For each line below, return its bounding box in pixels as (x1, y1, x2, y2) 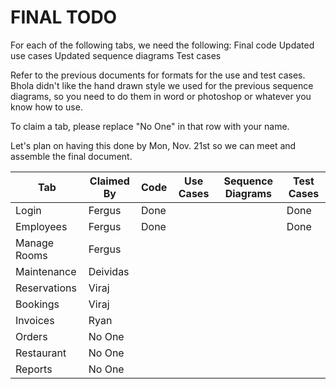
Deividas (88, 264, 130, 278)
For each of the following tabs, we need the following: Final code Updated (10, 39, 315, 51)
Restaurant (15, 346, 67, 360)
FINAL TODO (10, 6, 118, 29)
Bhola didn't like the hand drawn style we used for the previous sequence (10, 79, 314, 91)
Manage (15, 236, 55, 250)
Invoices (15, 313, 55, 327)
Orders (15, 329, 48, 343)
